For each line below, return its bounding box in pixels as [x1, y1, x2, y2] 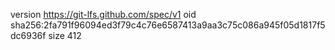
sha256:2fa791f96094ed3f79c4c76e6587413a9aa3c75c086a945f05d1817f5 [10, 19, 326, 31]
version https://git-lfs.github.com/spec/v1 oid [10, 9, 197, 20]
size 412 [48, 30, 82, 41]
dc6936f [10, 30, 47, 41]
